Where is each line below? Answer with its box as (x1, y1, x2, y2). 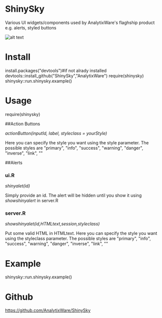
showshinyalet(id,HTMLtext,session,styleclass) (5, 221, 100, 227)
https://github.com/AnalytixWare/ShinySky (5, 307, 91, 314)
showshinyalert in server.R (5, 198, 59, 204)
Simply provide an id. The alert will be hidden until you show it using (5, 192, 142, 199)
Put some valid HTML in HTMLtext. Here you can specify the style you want (5, 230, 158, 236)
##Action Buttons (5, 121, 40, 127)
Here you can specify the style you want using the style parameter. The (5, 139, 149, 145)
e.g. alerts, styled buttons (5, 24, 57, 30)
